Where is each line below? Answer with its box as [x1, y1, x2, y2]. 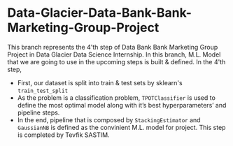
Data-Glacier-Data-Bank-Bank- [7, 5, 192, 21]
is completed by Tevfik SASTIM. [17, 131, 110, 139]
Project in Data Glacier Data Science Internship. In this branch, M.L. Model [7, 50, 221, 59]
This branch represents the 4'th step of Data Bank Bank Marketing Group [7, 43, 218, 51]
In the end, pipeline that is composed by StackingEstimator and [17, 115, 201, 124]
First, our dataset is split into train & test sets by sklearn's [17, 78, 183, 87]
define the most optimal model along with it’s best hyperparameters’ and [17, 101, 227, 109]
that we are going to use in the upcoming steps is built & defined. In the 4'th [7, 57, 226, 66]
